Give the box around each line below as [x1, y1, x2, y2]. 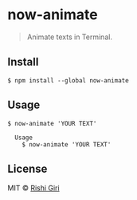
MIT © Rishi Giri [7, 183, 61, 193]
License [7, 162, 48, 175]
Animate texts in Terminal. [26, 32, 113, 42]
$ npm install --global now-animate [7, 76, 129, 85]
